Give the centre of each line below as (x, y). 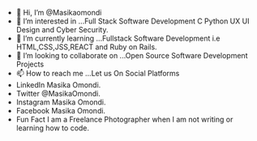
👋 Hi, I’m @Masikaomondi (59, 13)
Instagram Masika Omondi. (61, 102)
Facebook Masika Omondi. (61, 111)
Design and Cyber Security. (62, 30)
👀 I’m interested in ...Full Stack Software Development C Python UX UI (133, 21)
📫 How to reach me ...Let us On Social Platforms (98, 73)
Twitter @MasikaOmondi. (58, 94)
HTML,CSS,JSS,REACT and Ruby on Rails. (86, 47)
